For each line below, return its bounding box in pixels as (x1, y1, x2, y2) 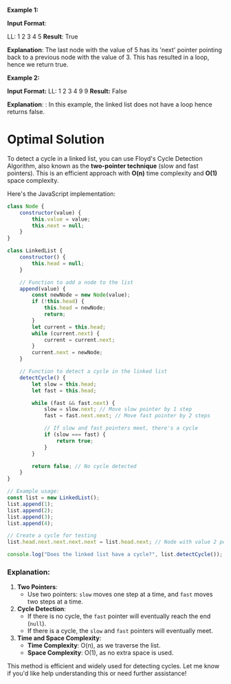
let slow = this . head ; (32, 381, 97, 388)
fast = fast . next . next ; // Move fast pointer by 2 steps (43, 412, 211, 419)
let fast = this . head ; (32, 387, 97, 394)
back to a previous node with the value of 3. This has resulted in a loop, (7, 53, 210, 61)
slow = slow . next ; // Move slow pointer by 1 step (43, 406, 192, 413)
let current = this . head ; (32, 323, 107, 331)
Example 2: (7, 74, 40, 82)
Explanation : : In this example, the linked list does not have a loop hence (7, 100, 213, 109)
